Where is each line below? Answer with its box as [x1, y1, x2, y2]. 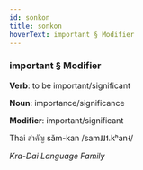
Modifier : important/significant [9, 114, 124, 126]
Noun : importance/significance [9, 97, 125, 108]
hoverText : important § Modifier [9, 30, 135, 39]
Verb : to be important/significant [9, 80, 131, 91]
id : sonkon [9, 13, 50, 22]
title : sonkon [9, 22, 63, 31]
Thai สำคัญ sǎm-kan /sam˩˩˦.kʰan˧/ [9, 132, 134, 143]
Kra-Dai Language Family [9, 150, 105, 161]
